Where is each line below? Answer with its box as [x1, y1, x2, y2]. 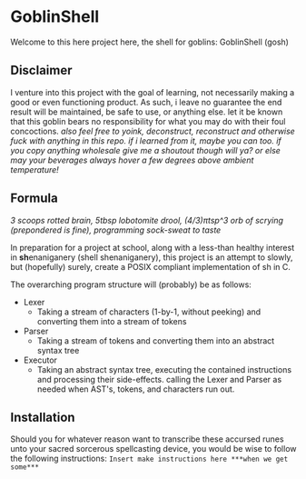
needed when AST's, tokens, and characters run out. [36, 384, 235, 394]
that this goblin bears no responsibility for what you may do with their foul [10, 115, 286, 126]
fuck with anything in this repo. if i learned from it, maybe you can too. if [10, 135, 282, 146]
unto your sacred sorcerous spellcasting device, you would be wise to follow [10, 444, 297, 454]
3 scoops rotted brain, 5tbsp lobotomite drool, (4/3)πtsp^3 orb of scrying [10, 215, 284, 225]
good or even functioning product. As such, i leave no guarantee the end [10, 96, 282, 107]
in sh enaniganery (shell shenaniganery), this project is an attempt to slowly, [10, 252, 293, 263]
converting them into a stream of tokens [36, 315, 187, 326]
